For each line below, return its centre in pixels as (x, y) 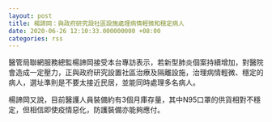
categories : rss (36, 38)
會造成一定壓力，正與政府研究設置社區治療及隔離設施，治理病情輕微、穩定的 (136, 73)
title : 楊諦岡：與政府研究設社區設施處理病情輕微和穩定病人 (96, 23)
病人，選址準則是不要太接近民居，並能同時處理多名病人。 (104, 82)
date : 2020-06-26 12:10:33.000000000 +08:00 (85, 31)
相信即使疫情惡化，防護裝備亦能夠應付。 (97, 110)
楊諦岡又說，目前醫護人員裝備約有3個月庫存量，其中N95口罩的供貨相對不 (131, 100)
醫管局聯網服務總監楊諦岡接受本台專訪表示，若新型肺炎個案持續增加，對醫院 (136, 62)
